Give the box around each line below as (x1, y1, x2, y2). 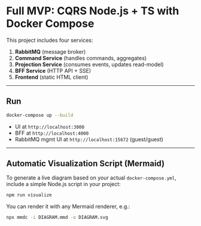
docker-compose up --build (6, 112, 74, 118)
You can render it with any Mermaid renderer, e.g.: (6, 203, 130, 210)
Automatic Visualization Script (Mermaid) (6, 159, 165, 169)
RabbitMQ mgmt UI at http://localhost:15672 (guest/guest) (14, 135, 163, 143)
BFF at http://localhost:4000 (14, 129, 89, 137)
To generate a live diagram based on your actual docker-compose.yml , (6, 174, 176, 181)
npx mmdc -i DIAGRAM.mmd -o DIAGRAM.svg (6, 215, 109, 221)
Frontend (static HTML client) (14, 73, 89, 81)
